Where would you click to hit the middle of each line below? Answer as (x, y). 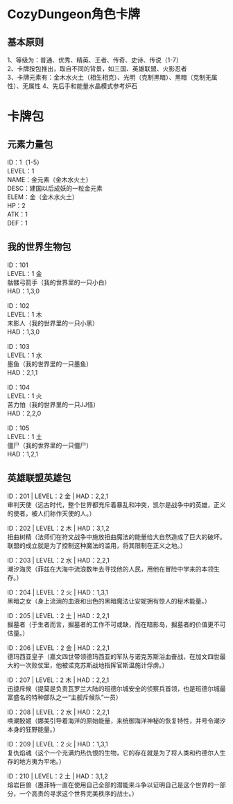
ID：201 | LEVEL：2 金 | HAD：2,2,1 (58, 496)
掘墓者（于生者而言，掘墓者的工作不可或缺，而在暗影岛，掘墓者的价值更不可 (116, 624)
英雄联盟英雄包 (39, 478)
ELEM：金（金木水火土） (43, 197)
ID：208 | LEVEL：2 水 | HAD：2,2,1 (58, 712)
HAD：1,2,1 (23, 454)
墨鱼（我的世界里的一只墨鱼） (50, 363)
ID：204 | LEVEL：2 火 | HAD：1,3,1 (58, 592)
